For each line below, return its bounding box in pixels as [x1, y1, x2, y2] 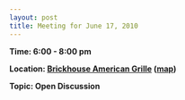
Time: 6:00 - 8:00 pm [9, 46, 92, 56]
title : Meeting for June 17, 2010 [9, 21, 139, 30]
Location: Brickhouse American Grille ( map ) [9, 63, 177, 74]
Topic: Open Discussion [9, 80, 101, 91]
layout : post [9, 12, 58, 22]
